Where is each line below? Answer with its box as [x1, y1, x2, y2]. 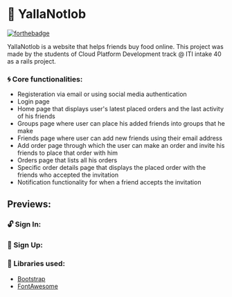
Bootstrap [17, 274, 46, 282]
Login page [17, 97, 50, 106]
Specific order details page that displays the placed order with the [17, 164, 206, 172]
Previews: [7, 198, 51, 210]
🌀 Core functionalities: [7, 74, 83, 84]
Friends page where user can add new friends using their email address [17, 134, 223, 142]
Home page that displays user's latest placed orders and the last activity [17, 105, 224, 113]
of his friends [17, 112, 55, 120]
